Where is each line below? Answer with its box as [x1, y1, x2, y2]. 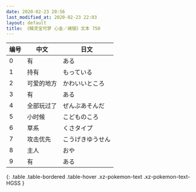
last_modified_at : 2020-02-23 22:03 [6, 14, 97, 20]
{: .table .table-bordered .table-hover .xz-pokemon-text [6, 174, 143, 181]
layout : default [6, 20, 46, 26]
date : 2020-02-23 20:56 [6, 8, 66, 15]
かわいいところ [63, 79, 105, 88]
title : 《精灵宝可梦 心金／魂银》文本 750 [6, 25, 101, 32]
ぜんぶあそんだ [63, 102, 105, 110]
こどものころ [63, 113, 99, 121]
